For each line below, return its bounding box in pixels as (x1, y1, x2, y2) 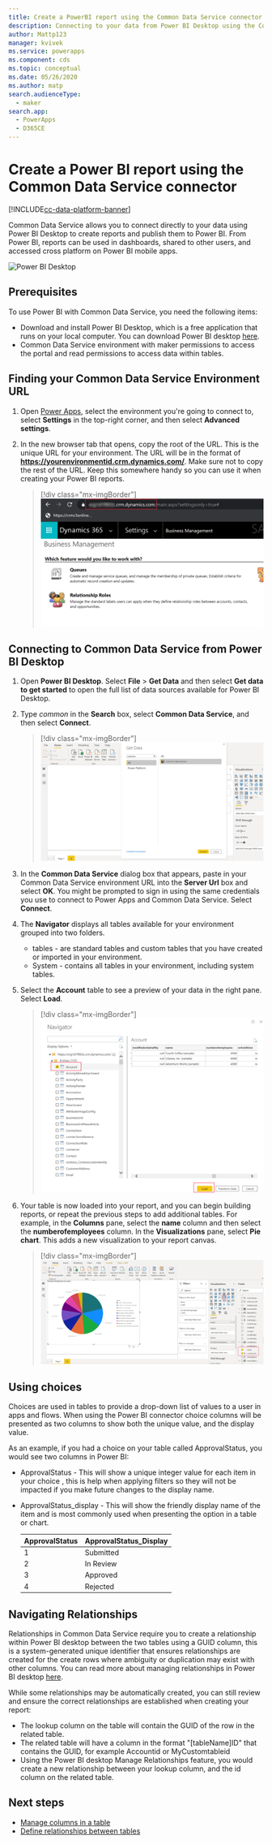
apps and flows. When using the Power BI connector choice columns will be (8, 1411, 261, 1420)
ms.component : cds (8, 56, 70, 64)
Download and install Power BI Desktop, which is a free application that (19, 322, 258, 332)
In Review (84, 1559, 117, 1569)
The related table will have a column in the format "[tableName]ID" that (19, 1738, 257, 1748)
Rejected (84, 1581, 115, 1591)
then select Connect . (19, 718, 91, 728)
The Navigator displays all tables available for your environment (19, 919, 235, 928)
